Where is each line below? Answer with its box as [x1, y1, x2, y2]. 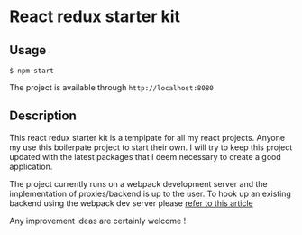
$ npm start [9, 66, 54, 75]
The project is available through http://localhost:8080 [9, 82, 214, 92]
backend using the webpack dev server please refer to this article [9, 197, 254, 209]
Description [9, 108, 77, 124]
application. [9, 161, 53, 172]
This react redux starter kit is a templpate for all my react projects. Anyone [9, 132, 286, 143]
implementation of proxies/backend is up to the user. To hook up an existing [9, 188, 291, 199]
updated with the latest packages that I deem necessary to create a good [9, 151, 281, 162]
